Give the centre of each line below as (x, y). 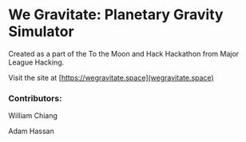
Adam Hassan (31, 131)
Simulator (41, 32)
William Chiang (33, 116)
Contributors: (35, 98)
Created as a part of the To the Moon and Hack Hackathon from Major (124, 53)
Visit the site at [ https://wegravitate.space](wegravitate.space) (111, 77)
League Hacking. (36, 62)
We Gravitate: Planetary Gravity (116, 15)
